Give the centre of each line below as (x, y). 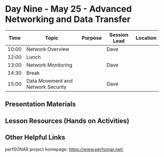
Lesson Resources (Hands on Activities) (67, 121)
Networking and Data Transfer (68, 19)
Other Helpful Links (35, 137)
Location (146, 38)
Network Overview (48, 49)
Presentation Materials (41, 104)
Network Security (46, 87)
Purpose (92, 38)
